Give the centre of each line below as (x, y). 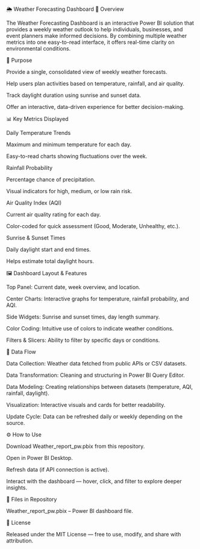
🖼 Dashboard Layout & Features (47, 273)
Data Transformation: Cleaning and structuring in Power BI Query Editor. (95, 375)
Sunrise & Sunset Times (36, 238)
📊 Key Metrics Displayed (37, 119)
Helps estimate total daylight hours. (50, 261)
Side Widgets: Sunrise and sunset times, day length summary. (83, 317)
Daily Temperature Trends (39, 133)
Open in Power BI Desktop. (40, 458)
